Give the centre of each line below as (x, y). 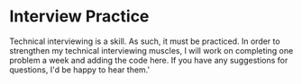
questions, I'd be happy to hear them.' (80, 70)
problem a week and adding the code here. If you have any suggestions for (149, 60)
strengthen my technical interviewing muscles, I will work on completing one (151, 50)
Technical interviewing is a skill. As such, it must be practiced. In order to (145, 41)
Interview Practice (79, 17)
